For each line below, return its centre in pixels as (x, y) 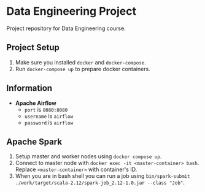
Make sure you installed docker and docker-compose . (80, 62)
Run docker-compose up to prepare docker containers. (83, 69)
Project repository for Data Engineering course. (66, 28)
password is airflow (49, 122)
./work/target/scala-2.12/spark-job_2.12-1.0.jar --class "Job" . (100, 183)
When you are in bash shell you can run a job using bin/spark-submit (102, 176)
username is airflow (49, 116)
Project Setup (33, 48)
